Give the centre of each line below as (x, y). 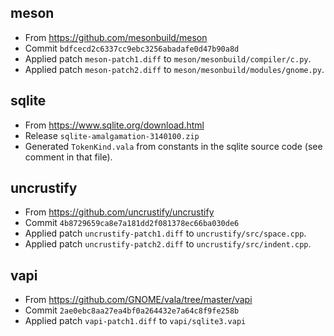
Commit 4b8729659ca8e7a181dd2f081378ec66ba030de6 (132, 223)
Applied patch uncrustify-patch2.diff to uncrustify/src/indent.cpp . (168, 244)
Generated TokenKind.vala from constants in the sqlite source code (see (173, 146)
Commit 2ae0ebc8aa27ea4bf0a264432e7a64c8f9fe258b (132, 310)
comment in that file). (68, 157)
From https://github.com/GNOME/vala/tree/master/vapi (138, 300)
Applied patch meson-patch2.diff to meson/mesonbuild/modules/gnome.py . (174, 69)
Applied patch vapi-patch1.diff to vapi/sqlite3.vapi (135, 321)
